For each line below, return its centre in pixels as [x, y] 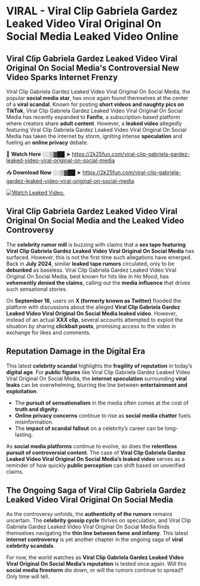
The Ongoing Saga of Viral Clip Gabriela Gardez [96, 491]
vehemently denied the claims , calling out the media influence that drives [98, 283]
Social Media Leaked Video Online [93, 37]
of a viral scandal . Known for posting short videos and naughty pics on [95, 104]
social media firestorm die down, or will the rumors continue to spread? [95, 570]
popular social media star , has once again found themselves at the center [97, 98]
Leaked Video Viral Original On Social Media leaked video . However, [92, 313]
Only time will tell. [28, 576]
